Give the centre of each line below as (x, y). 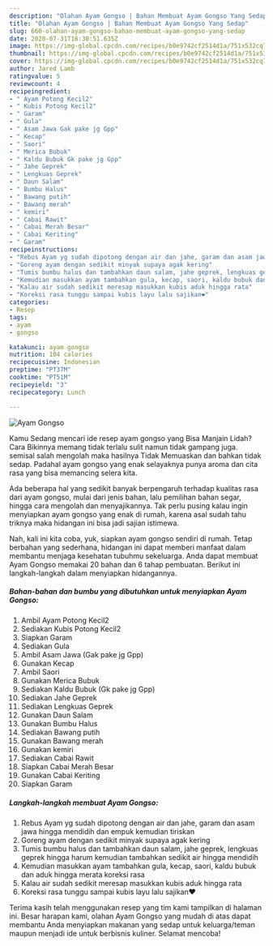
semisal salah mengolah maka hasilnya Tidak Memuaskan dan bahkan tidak (135, 456)
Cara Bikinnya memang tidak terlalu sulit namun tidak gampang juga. (124, 447)
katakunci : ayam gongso (49, 347)
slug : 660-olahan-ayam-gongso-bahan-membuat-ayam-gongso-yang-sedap (127, 31)
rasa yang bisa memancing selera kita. (73, 473)
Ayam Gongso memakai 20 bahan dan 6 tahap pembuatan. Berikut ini (125, 564)
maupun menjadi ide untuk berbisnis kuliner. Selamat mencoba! (115, 934)
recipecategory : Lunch (47, 392)
